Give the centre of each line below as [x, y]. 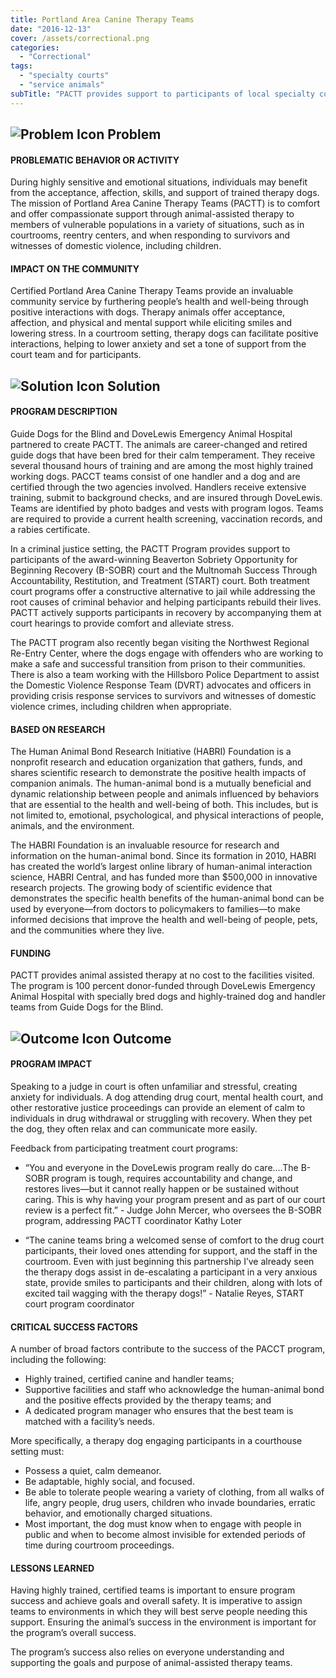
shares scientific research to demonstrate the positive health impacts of [158, 773]
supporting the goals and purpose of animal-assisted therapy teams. [151, 1663]
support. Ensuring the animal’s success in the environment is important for [163, 1622]
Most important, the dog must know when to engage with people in [163, 1524]
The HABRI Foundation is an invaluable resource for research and [145, 845]
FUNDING [31, 953]
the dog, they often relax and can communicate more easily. [134, 1129]
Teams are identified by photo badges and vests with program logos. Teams [167, 508]
